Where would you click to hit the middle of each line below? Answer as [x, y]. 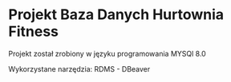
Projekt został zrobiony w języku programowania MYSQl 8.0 [107, 53]
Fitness [33, 31]
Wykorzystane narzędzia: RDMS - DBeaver [79, 68]
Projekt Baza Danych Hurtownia [116, 15]
